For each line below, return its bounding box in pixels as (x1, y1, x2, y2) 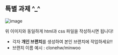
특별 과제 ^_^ (5, 4, 41, 13)
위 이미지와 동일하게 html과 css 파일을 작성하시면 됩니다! (5, 28, 114, 34)
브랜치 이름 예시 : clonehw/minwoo (12, 45, 81, 51)
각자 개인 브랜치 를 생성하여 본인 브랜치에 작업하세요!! (12, 38, 113, 44)
